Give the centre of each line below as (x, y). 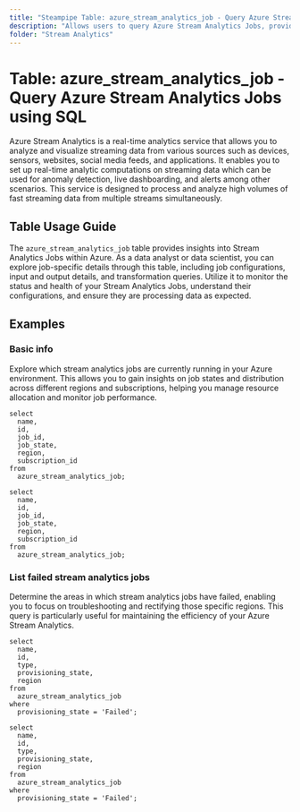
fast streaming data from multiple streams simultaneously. (116, 199)
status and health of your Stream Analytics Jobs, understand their (130, 286)
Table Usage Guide (63, 226)
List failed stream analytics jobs (79, 577)
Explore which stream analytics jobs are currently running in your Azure (141, 369)
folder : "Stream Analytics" (62, 34)
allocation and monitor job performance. (83, 397)
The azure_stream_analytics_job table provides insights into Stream (134, 248)
